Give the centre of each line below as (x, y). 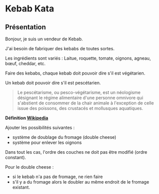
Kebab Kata (30, 9)
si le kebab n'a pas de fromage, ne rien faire (57, 177)
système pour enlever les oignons (47, 143)
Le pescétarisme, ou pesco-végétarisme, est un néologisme (79, 92)
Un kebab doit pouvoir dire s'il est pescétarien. (53, 83)
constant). (16, 157)
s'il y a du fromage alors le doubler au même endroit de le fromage (81, 182)
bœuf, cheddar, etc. (25, 63)
